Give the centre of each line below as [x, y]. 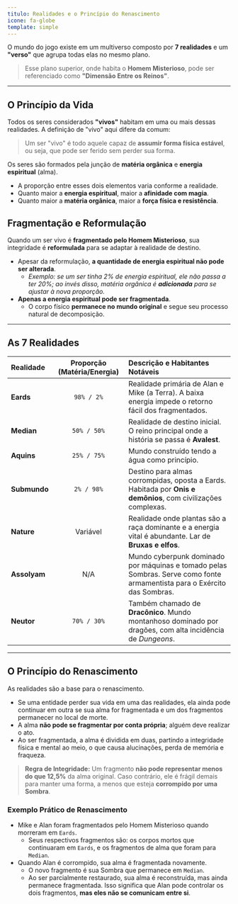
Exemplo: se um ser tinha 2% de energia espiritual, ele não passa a [127, 276]
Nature [23, 531]
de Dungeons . [152, 638]
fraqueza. [32, 755]
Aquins [23, 456]
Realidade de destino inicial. [175, 422]
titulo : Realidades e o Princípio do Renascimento [84, 14]
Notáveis [144, 371]
